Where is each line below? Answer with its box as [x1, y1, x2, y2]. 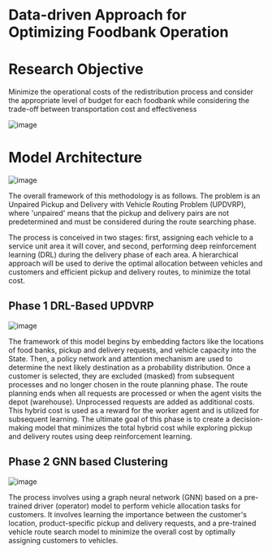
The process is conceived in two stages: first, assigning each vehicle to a [8, 233, 254, 243]
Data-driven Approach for [8, 6, 187, 24]
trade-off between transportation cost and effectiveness [8, 104, 197, 114]
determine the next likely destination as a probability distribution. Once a [8, 362, 251, 372]
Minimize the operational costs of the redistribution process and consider [8, 87, 254, 97]
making [8, 422, 34, 432]
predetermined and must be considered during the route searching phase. [8, 217, 257, 227]
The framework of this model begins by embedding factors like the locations [8, 336, 264, 346]
